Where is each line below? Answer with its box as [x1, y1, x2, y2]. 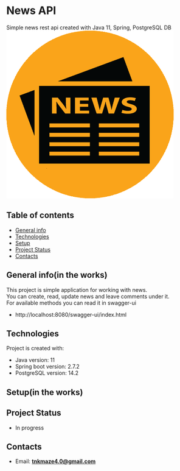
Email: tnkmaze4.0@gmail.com [15, 458, 96, 465]
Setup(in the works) [6, 387, 83, 397]
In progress [15, 424, 44, 431]
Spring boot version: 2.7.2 [15, 363, 80, 370]
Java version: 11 [15, 356, 55, 364]
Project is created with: [6, 345, 64, 352]
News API [6, 4, 57, 18]
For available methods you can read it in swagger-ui [6, 299, 137, 306]
